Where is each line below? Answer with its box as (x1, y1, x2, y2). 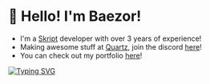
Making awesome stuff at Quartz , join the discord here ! (19, 42, 202, 51)
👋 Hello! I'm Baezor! (8, 7, 142, 26)
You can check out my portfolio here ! (19, 50, 143, 60)
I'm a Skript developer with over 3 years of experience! (19, 34, 202, 43)
